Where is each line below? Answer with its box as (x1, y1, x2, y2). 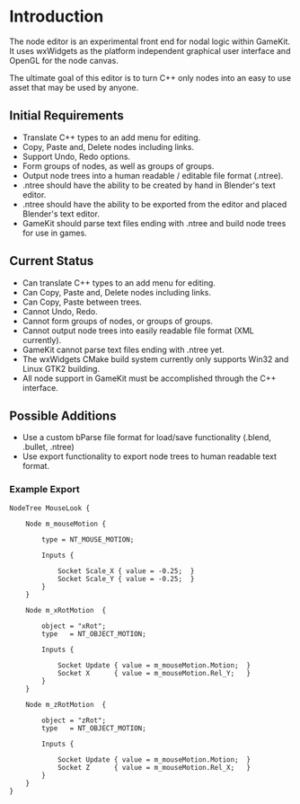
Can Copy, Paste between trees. (22, 296, 142, 307)
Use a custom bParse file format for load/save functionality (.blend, (22, 432, 272, 443)
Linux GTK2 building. (22, 363, 101, 374)
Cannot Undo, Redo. (22, 305, 98, 316)
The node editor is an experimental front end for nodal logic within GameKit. (9, 36, 290, 47)
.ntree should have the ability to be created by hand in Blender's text (22, 180, 276, 190)
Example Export (9, 483, 80, 496)
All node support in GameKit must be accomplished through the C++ (22, 373, 277, 384)
